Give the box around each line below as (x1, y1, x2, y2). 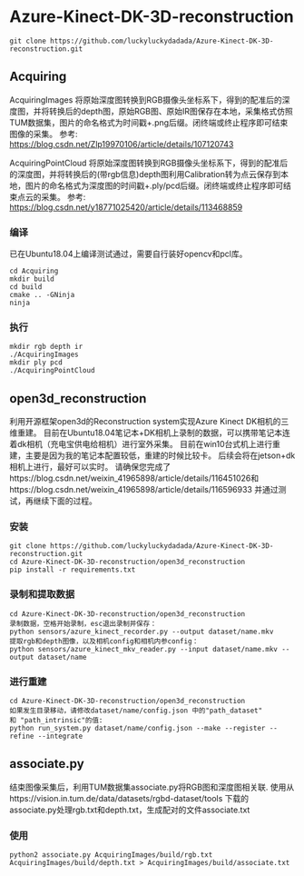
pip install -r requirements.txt (9, 565, 136, 574)
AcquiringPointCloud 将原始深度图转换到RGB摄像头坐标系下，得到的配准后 (9, 157, 289, 168)
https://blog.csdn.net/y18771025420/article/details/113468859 (9, 202, 243, 213)
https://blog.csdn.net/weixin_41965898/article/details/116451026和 (9, 473, 260, 483)
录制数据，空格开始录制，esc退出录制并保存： (9, 619, 157, 628)
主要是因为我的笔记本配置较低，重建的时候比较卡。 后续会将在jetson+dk (25, 450, 296, 461)
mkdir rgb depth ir (9, 343, 83, 352)
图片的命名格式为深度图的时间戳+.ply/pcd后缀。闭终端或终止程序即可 (25, 180, 284, 191)
